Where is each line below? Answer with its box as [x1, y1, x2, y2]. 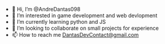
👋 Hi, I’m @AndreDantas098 [11, 6, 81, 12]
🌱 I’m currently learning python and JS [11, 18, 106, 25]
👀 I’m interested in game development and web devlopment [11, 12, 157, 19]
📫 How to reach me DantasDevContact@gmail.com [11, 32, 139, 38]
